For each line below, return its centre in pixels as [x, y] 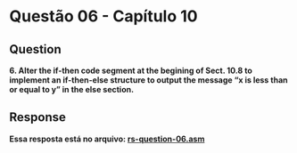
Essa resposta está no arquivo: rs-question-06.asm [107, 139]
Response [38, 117]
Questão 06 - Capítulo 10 [103, 16]
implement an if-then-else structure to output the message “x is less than [148, 80]
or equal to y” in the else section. [72, 89]
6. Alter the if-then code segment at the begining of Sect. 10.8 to [131, 70]
